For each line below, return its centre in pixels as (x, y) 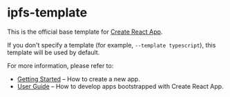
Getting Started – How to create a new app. (78, 79)
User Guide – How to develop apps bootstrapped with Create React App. (120, 86)
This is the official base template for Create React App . (85, 32)
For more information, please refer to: (60, 65)
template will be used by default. (54, 52)
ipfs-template (47, 13)
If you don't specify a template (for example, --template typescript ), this (112, 45)
